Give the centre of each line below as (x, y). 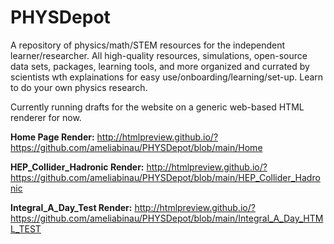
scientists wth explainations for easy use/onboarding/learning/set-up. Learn (167, 77)
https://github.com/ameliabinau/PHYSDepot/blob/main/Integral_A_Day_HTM (167, 218)
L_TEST (26, 228)
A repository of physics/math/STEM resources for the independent (148, 45)
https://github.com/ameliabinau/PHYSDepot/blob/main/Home (136, 147)
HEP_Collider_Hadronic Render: (77, 167)
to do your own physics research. (79, 87)
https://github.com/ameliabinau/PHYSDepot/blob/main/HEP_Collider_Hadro (165, 177)
